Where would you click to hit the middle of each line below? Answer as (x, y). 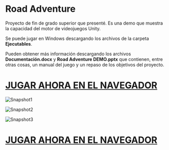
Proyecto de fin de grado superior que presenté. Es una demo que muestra (84, 23)
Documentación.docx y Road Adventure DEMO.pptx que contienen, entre (84, 59)
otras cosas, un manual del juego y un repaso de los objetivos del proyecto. (85, 65)
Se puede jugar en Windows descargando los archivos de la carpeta (77, 38)
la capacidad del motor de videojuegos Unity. (53, 28)
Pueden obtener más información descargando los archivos (68, 54)
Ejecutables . (19, 44)
